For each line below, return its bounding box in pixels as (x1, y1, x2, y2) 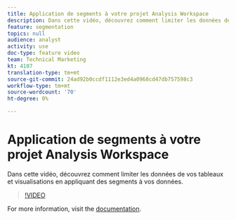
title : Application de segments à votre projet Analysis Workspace (7, 10, 209, 18)
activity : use (7, 43, 49, 50)
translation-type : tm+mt (7, 69, 80, 76)
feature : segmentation (7, 23, 74, 30)
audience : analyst (7, 37, 61, 44)
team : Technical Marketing (7, 56, 86, 63)
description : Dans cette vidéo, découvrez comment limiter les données (7, 17, 221, 24)
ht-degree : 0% (7, 96, 49, 103)
